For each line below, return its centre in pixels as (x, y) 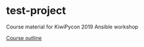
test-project (36, 11)
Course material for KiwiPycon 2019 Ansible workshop (72, 27)
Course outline (24, 38)
